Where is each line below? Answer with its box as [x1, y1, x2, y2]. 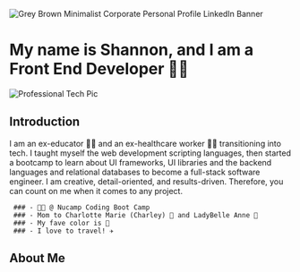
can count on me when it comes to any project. [9, 185, 184, 196]
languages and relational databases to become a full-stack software [9, 166, 261, 177]
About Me [9, 251, 65, 266]
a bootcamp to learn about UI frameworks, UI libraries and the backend [9, 157, 272, 167]
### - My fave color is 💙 [13, 218, 110, 227]
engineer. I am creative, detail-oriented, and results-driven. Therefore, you [9, 175, 284, 187]
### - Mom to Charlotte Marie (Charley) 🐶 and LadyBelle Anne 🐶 [13, 210, 258, 219]
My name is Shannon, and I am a [9, 40, 254, 60]
